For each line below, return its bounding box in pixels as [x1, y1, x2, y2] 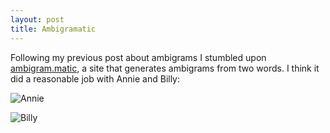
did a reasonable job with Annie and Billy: [10, 72, 181, 85]
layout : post [10, 14, 65, 25]
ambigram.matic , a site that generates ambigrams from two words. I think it [10, 62, 320, 74]
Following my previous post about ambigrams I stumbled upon [10, 51, 267, 63]
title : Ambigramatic [10, 24, 97, 34]
